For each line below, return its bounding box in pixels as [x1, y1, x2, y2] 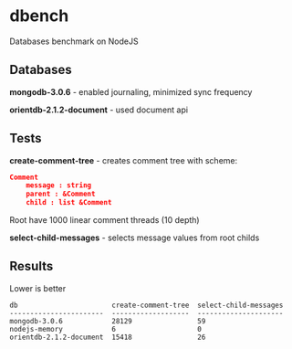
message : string [26, 181, 92, 190]
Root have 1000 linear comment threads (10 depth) [9, 215, 200, 226]
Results [9, 259, 54, 274]
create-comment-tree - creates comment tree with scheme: [9, 154, 238, 165]
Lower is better [9, 282, 67, 293]
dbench [9, 5, 69, 26]
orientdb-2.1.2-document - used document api [9, 104, 189, 115]
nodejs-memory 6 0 [9, 324, 203, 333]
